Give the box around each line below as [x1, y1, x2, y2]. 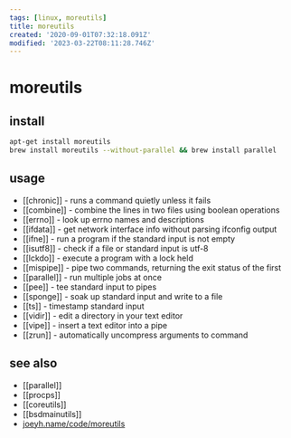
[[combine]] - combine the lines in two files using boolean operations [22, 205, 280, 215]
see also [9, 356, 58, 371]
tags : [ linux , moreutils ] [9, 13, 107, 23]
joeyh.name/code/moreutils [22, 418, 126, 429]
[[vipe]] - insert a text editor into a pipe [22, 319, 168, 330]
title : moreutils [9, 22, 75, 31]
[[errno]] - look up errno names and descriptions [22, 214, 205, 224]
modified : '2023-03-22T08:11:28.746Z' [9, 38, 155, 48]
